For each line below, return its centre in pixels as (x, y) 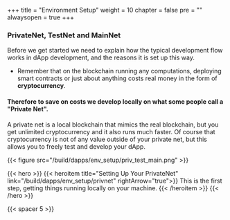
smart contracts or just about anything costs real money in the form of (117, 78)
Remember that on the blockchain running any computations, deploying (119, 71)
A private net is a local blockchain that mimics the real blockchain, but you (113, 125)
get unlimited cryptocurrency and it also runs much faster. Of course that (112, 131)
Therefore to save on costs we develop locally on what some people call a (115, 101)
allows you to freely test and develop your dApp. (76, 146)
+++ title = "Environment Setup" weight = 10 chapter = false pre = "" (105, 10)
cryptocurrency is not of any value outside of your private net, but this (107, 139)
